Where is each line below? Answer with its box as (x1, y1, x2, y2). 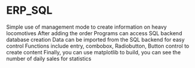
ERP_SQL (6, 4, 53, 17)
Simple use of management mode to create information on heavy (6, 23, 167, 30)
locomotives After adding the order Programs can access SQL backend (6, 29, 182, 36)
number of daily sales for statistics (6, 55, 92, 62)
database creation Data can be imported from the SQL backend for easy (6, 36, 185, 43)
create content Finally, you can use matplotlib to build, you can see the (6, 48, 181, 55)
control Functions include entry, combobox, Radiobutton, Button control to (6, 42, 190, 50)
